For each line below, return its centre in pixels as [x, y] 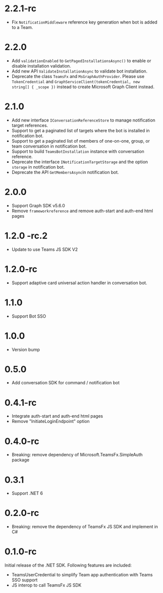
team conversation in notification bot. [49, 146]
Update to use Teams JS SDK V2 [45, 249]
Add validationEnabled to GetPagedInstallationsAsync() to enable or [81, 61]
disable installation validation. [41, 66]
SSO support [24, 580]
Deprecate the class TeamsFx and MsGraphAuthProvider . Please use [78, 76]
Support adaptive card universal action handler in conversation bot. [79, 283]
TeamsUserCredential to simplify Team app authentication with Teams [82, 575]
